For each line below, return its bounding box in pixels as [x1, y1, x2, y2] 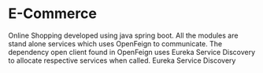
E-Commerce [8, 5, 97, 23]
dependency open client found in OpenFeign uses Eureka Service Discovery [8, 47, 256, 57]
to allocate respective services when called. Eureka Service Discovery [8, 56, 236, 65]
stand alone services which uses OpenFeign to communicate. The [8, 38, 223, 48]
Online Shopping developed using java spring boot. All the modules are [8, 31, 239, 40]
